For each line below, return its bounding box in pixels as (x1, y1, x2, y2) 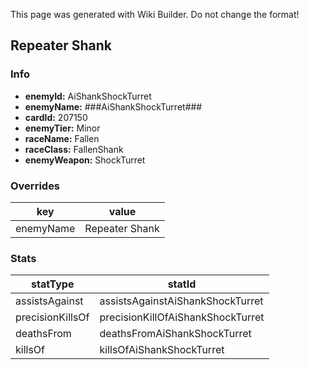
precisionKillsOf (15, 310, 90, 324)
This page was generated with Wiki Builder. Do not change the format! (10, 9, 300, 20)
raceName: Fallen (24, 132, 100, 144)
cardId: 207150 (24, 111, 88, 123)
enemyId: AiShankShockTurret (24, 90, 152, 102)
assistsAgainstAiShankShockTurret (99, 294, 264, 308)
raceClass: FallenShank (24, 143, 124, 155)
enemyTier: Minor (24, 122, 101, 134)
